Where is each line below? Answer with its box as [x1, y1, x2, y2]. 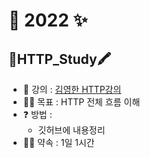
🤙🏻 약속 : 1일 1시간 [22, 137, 95, 148]
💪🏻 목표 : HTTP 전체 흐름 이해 [22, 96, 141, 108]
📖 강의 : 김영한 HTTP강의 [22, 84, 122, 95]
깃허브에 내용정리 [37, 124, 106, 136]
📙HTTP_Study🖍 [8, 50, 112, 68]
